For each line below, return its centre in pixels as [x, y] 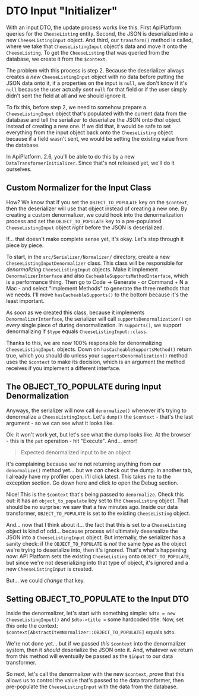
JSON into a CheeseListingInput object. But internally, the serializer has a [96, 537]
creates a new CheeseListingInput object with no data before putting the [95, 77]
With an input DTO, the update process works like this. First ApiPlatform [94, 27]
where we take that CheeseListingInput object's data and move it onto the [97, 46]
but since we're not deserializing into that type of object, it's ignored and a [97, 562]
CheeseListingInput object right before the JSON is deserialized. [85, 227]
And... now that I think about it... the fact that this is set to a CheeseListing [96, 524]
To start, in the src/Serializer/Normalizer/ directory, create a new [88, 257]
